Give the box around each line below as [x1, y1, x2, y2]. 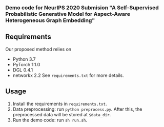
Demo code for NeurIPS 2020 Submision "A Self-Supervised [5, 4, 159, 11]
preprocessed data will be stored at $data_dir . [12, 111, 111, 117]
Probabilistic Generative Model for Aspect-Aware [5, 10, 131, 17]
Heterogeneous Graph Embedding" [5, 17, 95, 24]
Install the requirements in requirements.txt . [12, 100, 107, 107]
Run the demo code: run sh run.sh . [12, 117, 87, 123]
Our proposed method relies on [5, 46, 72, 52]
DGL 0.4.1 [12, 67, 33, 73]
